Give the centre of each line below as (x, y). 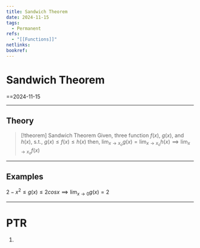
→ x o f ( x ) (30, 151)
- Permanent (26, 28)
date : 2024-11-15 (28, 17)
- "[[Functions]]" (35, 39)
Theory (20, 121)
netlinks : (18, 45)
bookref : (17, 51)
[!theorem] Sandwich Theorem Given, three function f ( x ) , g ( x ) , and (102, 135)
